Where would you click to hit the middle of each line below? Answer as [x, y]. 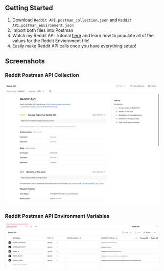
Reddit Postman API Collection [42, 75]
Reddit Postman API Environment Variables [57, 216]
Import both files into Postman [43, 30]
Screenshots [25, 61]
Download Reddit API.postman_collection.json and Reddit [72, 20]
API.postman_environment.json [43, 25]
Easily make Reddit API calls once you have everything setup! [74, 45]
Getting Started [29, 8]
